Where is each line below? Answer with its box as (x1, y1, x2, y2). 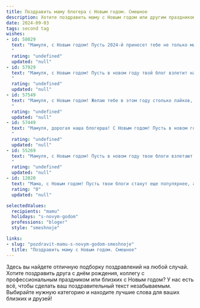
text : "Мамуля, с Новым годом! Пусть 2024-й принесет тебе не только (11, 42, 187, 48)
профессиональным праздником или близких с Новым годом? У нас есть (6, 276, 194, 283)
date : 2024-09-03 (6, 20, 49, 26)
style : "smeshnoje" (11, 225, 60, 231)
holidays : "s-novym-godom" (11, 214, 79, 220)
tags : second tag (6, 25, 49, 32)
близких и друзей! (6, 295, 52, 302)
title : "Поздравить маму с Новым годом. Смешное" (11, 247, 137, 252)
